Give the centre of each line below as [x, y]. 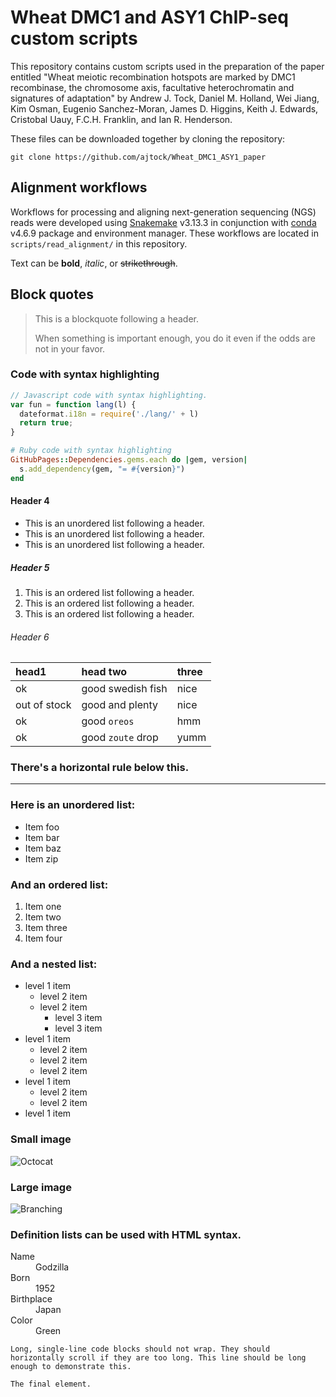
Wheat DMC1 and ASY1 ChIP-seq [149, 17]
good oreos [108, 721]
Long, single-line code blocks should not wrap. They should [140, 1349]
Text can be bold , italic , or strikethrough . [94, 263]
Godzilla [52, 1267]
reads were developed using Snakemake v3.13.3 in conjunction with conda [163, 222]
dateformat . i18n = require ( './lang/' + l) [109, 414]
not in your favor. [70, 348]
